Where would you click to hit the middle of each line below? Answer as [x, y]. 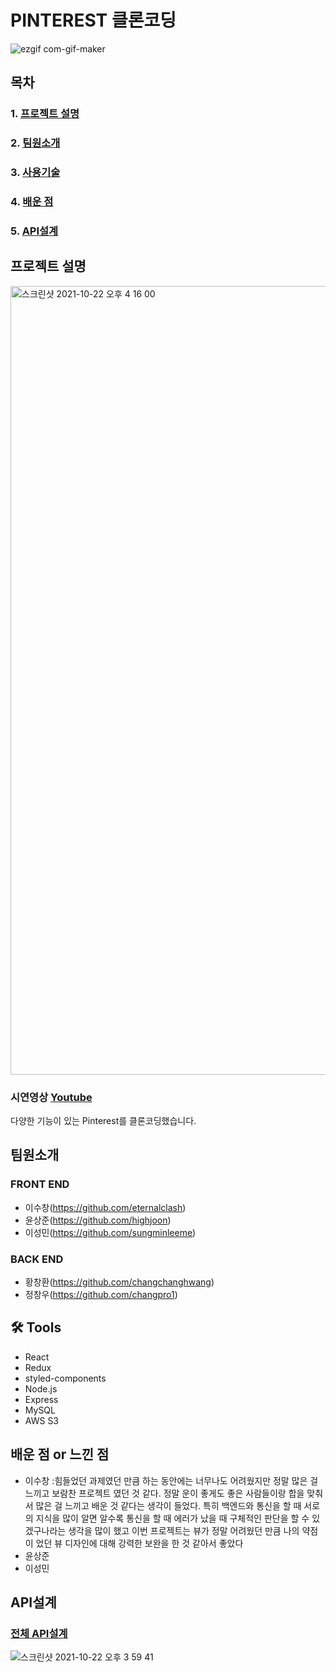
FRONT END [40, 1184]
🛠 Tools [36, 1327]
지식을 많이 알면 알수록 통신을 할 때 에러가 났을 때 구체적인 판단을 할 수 [172, 1518]
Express [41, 1399]
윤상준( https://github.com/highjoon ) [98, 1220]
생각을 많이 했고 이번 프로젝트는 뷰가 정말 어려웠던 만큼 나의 [184, 1530]
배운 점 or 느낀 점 [60, 1454]
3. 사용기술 [35, 173]
